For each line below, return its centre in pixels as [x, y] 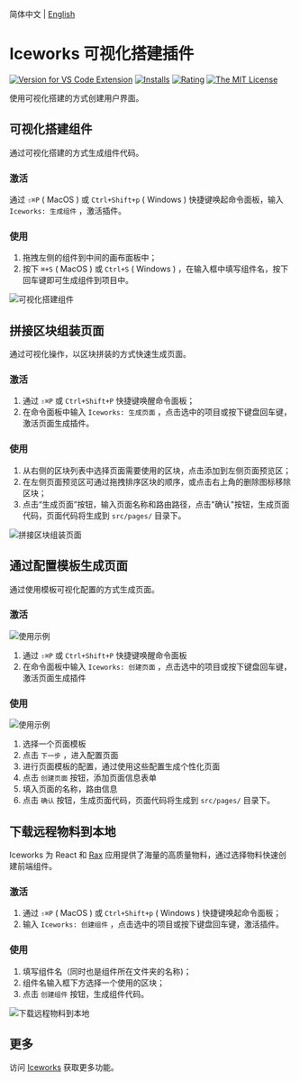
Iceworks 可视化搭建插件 [102, 54]
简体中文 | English [42, 14]
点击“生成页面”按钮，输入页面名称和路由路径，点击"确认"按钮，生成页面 [156, 504]
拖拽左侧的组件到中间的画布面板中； [90, 258]
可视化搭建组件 [51, 129]
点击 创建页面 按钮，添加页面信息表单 [90, 778]
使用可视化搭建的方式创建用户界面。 [77, 97]
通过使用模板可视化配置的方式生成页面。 [84, 589]
